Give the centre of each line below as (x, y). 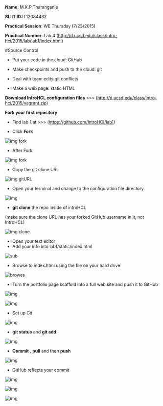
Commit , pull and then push (41, 351)
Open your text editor (34, 241)
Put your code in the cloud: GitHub (47, 60)
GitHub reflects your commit (41, 370)
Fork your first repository (31, 113)
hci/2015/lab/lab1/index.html (34, 41)
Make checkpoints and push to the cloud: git (57, 69)
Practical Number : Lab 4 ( (32, 36)
